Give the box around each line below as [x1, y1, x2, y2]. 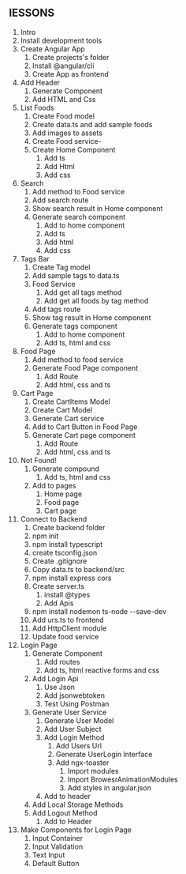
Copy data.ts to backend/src [32, 564, 125, 574]
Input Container [32, 833, 84, 842]
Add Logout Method [32, 808, 98, 817]
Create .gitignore [32, 556, 87, 566]
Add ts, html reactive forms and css [43, 665, 160, 675]
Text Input [32, 850, 65, 860]
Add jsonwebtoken [43, 691, 106, 700]
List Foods [20, 103, 54, 112]
